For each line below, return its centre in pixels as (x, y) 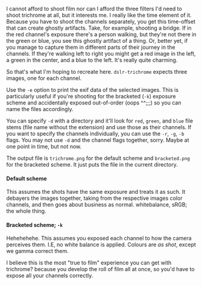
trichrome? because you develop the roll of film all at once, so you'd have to (100, 269)
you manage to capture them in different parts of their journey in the (91, 47)
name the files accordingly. (40, 109)
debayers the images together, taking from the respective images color (94, 198)
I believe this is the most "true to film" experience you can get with (89, 263)
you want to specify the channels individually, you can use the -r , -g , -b (95, 133)
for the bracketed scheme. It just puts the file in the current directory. (92, 165)
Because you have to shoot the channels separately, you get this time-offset (101, 21)
